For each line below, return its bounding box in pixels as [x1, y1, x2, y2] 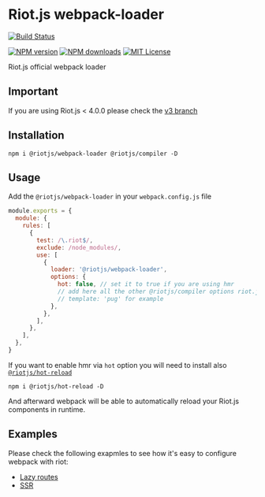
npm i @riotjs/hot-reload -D [8, 382, 104, 391]
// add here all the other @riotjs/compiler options [58, 287, 235, 295]
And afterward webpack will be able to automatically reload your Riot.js [8, 396, 239, 406]
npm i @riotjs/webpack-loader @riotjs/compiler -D [8, 150, 178, 158]
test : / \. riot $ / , [36, 236, 93, 244]
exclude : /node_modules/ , [36, 243, 122, 251]
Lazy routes [19, 472, 58, 481]
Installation [8, 128, 65, 143]
